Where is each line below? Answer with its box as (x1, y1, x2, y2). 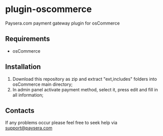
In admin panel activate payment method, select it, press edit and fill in (12, 86, 158, 92)
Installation (5, 63, 41, 71)
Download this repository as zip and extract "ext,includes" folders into (12, 76, 157, 82)
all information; (12, 92, 43, 98)
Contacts (5, 106, 35, 115)
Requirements (5, 35, 50, 43)
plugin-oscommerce (5, 4, 92, 15)
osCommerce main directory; (12, 81, 73, 87)
